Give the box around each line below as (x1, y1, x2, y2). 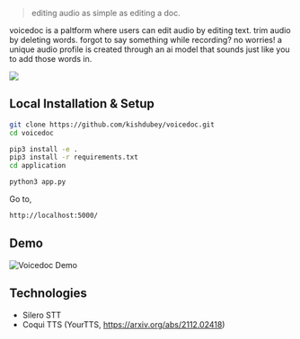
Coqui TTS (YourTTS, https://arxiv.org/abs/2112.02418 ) (22, 318, 225, 330)
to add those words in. (9, 54, 93, 64)
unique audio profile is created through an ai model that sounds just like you (9, 44, 290, 55)
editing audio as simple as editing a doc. (31, 8, 181, 18)
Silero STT (22, 309, 62, 320)
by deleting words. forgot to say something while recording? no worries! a (9, 35, 283, 45)
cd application (9, 161, 66, 170)
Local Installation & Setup (9, 96, 155, 111)
